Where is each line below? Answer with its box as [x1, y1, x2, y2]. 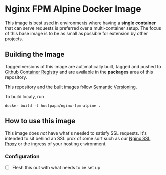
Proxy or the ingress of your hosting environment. [5, 141, 107, 147]
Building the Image [5, 50, 65, 59]
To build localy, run [5, 93, 44, 99]
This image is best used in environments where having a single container [5, 20, 156, 26]
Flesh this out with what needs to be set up [12, 164, 101, 170]
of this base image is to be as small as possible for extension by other [5, 30, 148, 36]
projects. [5, 36, 23, 42]
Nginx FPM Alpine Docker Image [5, 3, 141, 15]
